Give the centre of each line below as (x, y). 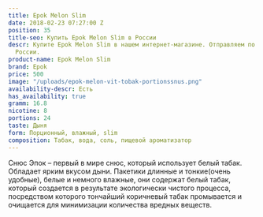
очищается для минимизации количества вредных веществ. (110, 204)
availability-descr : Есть (50, 89)
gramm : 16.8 (28, 103)
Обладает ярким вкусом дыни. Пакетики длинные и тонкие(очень (119, 171)
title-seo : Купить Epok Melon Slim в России (82, 37)
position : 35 (30, 30)
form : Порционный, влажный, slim (63, 133)
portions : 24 (30, 118)
